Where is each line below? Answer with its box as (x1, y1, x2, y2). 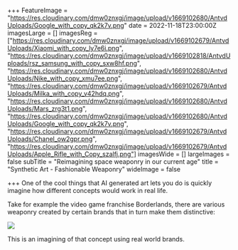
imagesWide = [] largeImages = (137, 150, 230, 158)
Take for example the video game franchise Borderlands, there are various (7, 200, 225, 209)
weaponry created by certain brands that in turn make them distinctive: (7, 208, 215, 216)
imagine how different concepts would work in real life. (7, 187, 168, 194)
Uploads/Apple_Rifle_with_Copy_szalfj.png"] (7, 150, 136, 158)
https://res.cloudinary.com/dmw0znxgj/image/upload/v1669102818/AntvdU (10, 51, 231, 60)
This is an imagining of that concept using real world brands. (7, 235, 185, 243)
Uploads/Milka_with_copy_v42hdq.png (7, 89, 120, 98)
